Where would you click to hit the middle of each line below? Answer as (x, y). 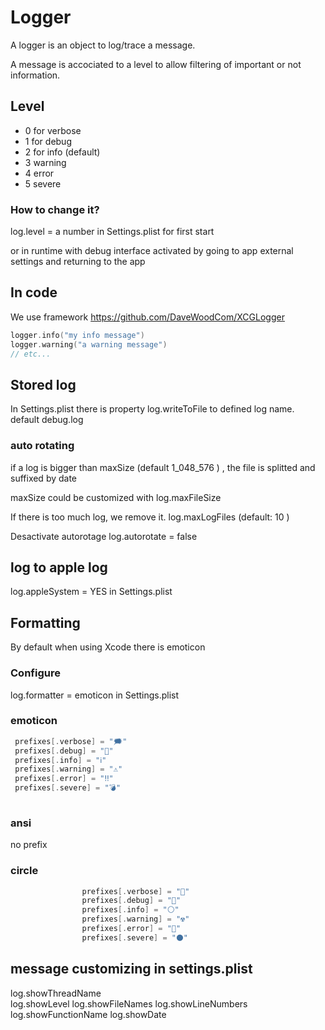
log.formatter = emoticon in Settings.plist (95, 695)
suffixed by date (44, 478)
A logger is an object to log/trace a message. (103, 45)
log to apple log (59, 567)
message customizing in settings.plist (131, 969)
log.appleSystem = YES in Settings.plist (91, 592)
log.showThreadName (56, 993)
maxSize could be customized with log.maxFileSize (116, 497)
